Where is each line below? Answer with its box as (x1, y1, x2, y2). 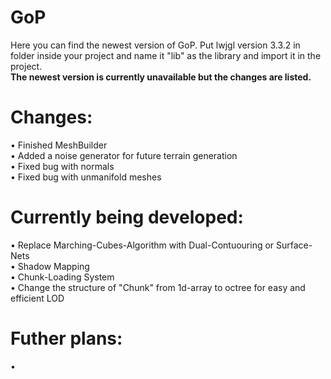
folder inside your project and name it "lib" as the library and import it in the (10, 49, 322, 61)
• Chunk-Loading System (10, 271, 115, 283)
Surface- (276, 239, 313, 251)
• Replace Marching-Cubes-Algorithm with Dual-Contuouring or (10, 239, 275, 251)
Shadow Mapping (17, 260, 90, 272)
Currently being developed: (10, 206, 244, 229)
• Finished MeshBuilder (10, 139, 108, 151)
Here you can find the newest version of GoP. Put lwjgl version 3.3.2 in (10, 39, 301, 51)
